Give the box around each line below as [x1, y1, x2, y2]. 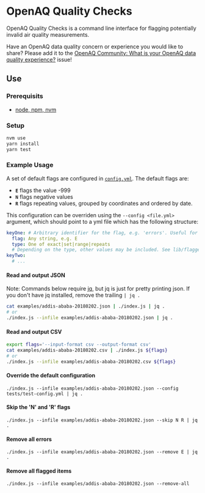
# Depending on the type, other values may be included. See [12, 247, 171, 253]
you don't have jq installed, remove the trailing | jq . [6, 292, 140, 299]
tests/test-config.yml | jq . [6, 390, 84, 397]
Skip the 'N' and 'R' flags [6, 404, 71, 411]
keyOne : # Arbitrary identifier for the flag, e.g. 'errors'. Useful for [6, 229, 198, 236]
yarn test [6, 146, 32, 152]
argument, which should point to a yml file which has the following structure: [6, 218, 198, 225]
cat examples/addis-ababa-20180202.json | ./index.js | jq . [6, 303, 165, 310]
